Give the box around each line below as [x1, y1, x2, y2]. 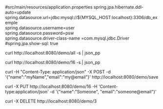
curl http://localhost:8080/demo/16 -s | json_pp [5, 60, 101, 65]
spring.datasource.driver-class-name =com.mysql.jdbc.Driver [5, 35, 129, 41]
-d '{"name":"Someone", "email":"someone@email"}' [49, 89, 157, 94]
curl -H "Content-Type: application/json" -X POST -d [5, 69, 111, 75]
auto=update [5, 9, 31, 15]
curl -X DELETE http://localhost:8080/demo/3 [5, 98, 97, 104]
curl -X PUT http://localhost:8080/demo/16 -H [5, 84, 98, 89]
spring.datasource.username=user [5, 25, 75, 31]
